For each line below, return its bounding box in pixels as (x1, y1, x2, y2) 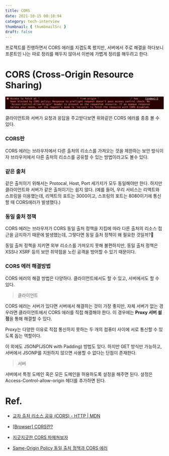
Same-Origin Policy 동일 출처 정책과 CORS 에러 (12, 445, 108, 451)
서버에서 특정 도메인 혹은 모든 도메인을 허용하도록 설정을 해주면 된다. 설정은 (5, 371, 153, 377)
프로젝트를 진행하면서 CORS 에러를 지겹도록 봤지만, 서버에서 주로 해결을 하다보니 (5, 44, 164, 50)
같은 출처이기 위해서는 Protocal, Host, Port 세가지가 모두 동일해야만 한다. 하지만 (5, 180, 162, 186)
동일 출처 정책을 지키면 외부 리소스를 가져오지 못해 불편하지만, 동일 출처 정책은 (5, 242, 158, 248)
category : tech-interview (5, 19, 59, 24)
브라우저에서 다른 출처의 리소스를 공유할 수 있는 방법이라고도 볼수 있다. (10, 154, 149, 160)
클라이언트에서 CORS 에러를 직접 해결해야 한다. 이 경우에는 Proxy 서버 (18, 309, 157, 315)
